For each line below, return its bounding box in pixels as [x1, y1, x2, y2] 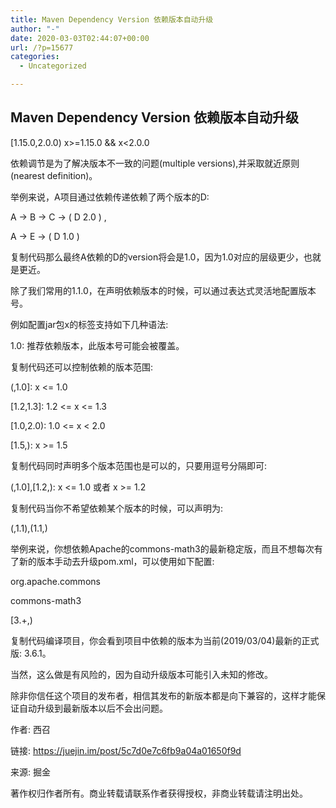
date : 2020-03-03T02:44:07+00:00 [10, 33, 150, 43]
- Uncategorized [19, 61, 87, 71]
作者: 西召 [10, 723, 51, 735]
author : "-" [10, 24, 60, 34]
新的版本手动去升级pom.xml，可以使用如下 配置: [18, 555, 215, 567]
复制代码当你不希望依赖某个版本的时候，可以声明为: [10, 502, 224, 514]
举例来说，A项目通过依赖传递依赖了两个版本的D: [10, 191, 210, 203]
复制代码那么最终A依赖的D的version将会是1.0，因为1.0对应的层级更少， [10, 251, 304, 263]
